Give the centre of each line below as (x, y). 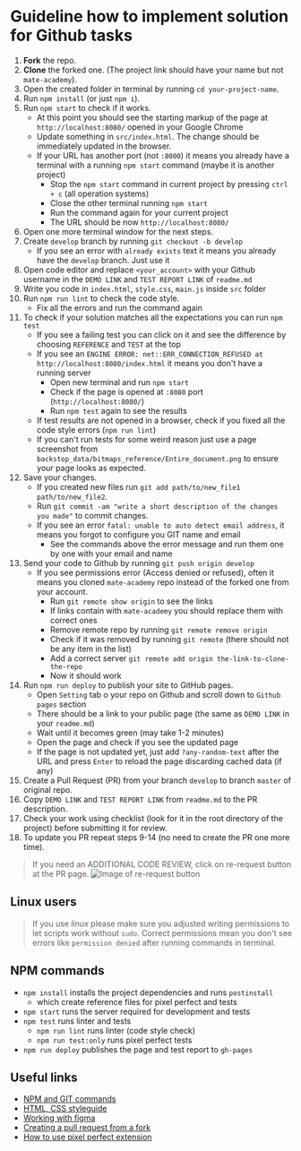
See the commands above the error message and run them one (167, 544)
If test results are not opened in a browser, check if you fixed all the (161, 420)
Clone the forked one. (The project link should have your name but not (153, 70)
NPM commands (57, 971)
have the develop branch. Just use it (103, 260)
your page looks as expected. (91, 468)
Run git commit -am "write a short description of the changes (157, 506)
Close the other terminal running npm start (129, 202)
